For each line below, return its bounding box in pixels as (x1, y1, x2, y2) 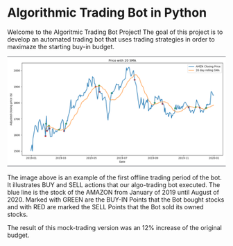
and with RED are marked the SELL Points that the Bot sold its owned (7, 202, 204, 211)
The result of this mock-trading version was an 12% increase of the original (7, 223, 222, 231)
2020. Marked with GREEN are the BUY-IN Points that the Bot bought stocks (7, 195, 225, 204)
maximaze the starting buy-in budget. (7, 42, 115, 51)
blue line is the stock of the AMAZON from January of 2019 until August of (7, 188, 220, 196)
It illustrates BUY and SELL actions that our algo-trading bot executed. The (7, 180, 221, 188)
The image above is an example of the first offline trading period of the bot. (7, 173, 222, 182)
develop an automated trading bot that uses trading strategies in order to (7, 35, 215, 43)
